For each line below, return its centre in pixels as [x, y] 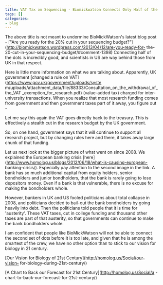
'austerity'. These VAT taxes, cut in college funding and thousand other [76, 213]
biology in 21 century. [27, 249]
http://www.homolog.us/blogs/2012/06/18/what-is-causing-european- [77, 162]
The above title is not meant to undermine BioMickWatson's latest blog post [81, 37]
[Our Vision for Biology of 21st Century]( [45, 258]
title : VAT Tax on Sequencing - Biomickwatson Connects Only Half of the [81, 9]
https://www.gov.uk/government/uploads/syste [54, 83]
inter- [150, 93]
